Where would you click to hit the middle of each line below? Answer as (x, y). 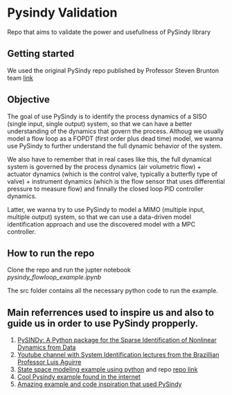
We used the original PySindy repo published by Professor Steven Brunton (113, 70)
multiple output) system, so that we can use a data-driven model (99, 217)
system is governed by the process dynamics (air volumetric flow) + (105, 166)
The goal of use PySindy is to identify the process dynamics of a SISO (107, 116)
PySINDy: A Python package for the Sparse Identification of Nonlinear (117, 340)
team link (20, 78)
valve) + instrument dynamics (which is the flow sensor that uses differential (116, 181)
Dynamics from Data (46, 347)
